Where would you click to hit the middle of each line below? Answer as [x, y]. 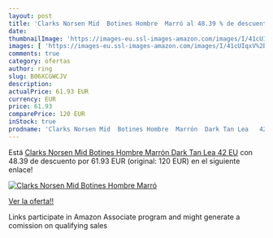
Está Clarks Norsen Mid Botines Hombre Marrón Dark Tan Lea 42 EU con [131, 152]
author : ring [30, 69]
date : [17, 31]
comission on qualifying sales [58, 225]
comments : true [34, 54]
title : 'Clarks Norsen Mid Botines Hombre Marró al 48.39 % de [121, 24]
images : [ [25, 46]
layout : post [30, 16]
